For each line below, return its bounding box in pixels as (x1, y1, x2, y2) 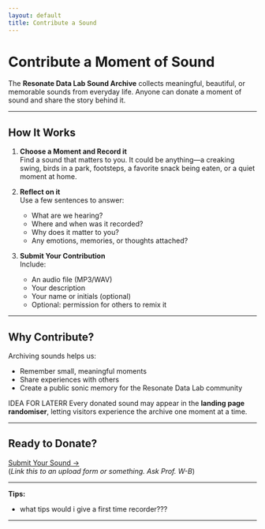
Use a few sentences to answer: (19, 196, 125, 205)
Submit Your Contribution (19, 251, 106, 261)
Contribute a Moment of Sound (8, 53, 215, 71)
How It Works (8, 125, 77, 139)
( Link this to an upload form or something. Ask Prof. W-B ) (8, 466, 196, 475)
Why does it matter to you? (31, 228, 120, 237)
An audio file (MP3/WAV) (31, 275, 113, 285)
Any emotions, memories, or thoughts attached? (31, 236, 188, 245)
